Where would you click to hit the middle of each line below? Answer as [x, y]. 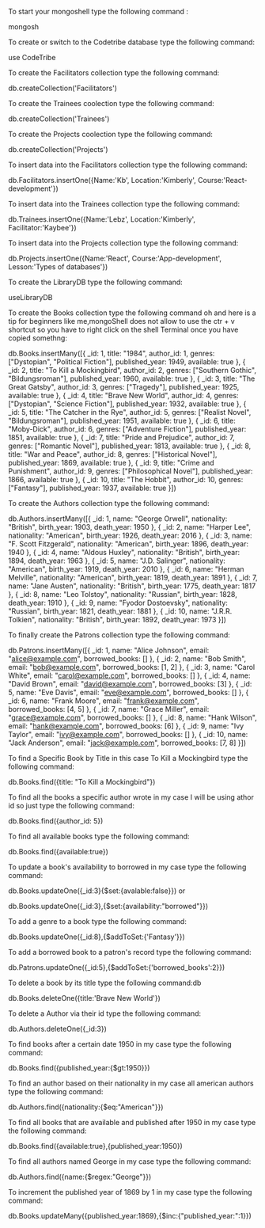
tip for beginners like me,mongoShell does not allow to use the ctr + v [121, 321]
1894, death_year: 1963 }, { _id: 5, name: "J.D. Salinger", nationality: [117, 561]
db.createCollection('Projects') [58, 149]
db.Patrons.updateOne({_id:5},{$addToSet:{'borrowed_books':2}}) [117, 968]
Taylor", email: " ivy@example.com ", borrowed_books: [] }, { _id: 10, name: [128, 734]
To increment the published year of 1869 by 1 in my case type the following [130, 1192]
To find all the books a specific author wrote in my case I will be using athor [131, 797]
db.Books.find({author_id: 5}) [56, 821]
